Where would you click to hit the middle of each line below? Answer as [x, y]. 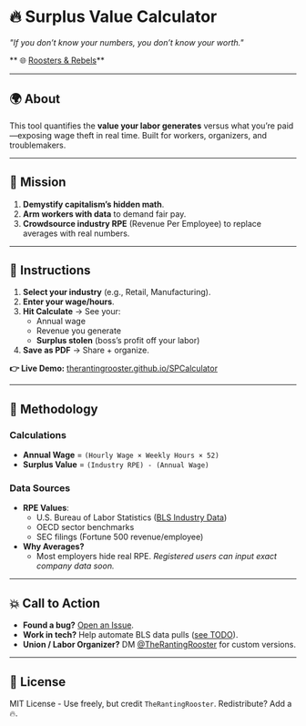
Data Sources [40, 487]
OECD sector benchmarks [85, 527]
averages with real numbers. [76, 233]
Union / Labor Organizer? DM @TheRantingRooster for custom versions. [159, 645]
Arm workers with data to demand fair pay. [104, 214]
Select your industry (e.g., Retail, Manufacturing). [117, 292]
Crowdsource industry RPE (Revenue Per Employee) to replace [142, 223]
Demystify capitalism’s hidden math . [93, 204]
